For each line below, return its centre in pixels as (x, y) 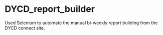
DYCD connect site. (25, 28)
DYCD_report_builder (50, 9)
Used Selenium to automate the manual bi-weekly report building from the (81, 23)
